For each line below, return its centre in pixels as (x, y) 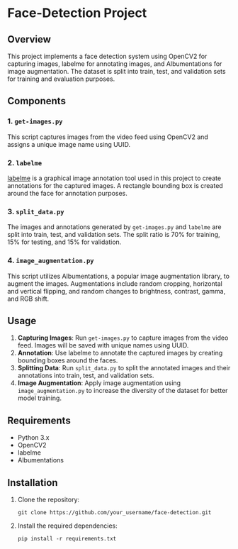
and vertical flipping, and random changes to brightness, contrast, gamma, (117, 291)
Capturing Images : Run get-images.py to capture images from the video (123, 338)
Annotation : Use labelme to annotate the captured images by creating (120, 353)
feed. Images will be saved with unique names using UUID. (103, 345)
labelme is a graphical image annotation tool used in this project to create (114, 178)
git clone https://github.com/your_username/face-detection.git (114, 513)
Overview (29, 39)
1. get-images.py (35, 121)
